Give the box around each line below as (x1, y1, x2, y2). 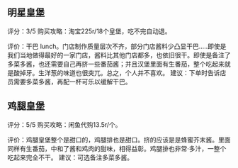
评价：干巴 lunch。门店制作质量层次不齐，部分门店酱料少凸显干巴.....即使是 (7, 42, 227, 50)
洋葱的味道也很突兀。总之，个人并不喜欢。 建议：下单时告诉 (44, 68, 220, 77)
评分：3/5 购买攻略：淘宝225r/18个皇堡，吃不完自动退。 (7, 27, 171, 35)
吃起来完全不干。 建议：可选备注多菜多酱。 (7, 153, 133, 162)
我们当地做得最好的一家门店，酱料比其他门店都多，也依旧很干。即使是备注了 (7, 50, 231, 59)
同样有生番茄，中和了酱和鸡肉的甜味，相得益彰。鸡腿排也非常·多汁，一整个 (7, 144, 227, 152)
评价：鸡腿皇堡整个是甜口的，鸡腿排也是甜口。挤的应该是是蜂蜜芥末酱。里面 (7, 135, 231, 144)
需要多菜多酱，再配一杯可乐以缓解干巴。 (13, 77, 132, 86)
